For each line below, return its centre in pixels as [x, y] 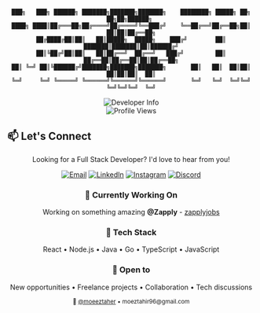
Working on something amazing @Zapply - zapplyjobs [131, 212]
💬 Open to [131, 270]
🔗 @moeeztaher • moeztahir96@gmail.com [131, 301]
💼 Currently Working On [131, 195]
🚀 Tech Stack [131, 233]
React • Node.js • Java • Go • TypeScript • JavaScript [131, 249]
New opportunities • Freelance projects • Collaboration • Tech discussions [131, 287]
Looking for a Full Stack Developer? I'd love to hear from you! [131, 159]
